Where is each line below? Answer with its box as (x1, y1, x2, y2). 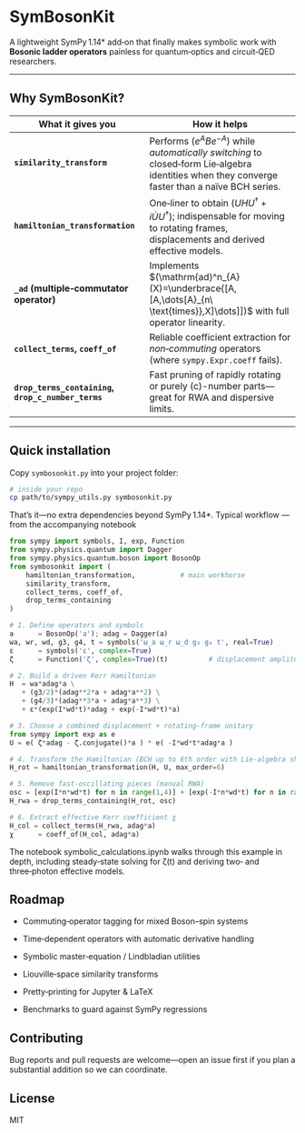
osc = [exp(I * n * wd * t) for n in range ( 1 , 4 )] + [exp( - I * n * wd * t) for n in (9, 788, 287, 797)
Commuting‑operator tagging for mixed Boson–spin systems (22, 916, 249, 927)
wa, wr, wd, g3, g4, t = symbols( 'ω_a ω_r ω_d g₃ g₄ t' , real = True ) (9, 637, 274, 647)
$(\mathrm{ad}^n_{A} (149, 270, 241, 283)
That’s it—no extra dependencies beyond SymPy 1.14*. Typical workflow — (9, 509, 290, 520)
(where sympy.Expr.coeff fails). (149, 353, 283, 366)
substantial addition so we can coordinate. (9, 1064, 168, 1075)
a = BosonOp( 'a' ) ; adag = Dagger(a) (9, 629, 169, 638)
